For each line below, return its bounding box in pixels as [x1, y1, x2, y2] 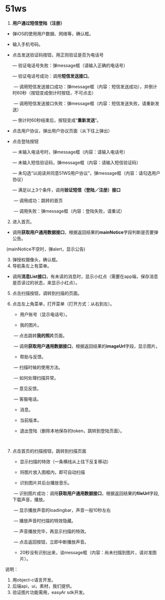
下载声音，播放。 [12, 496, 48, 502]
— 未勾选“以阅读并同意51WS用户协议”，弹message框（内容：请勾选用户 [12, 170, 161, 176]
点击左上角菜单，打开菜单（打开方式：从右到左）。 [12, 301, 115, 307]
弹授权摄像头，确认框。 [12, 256, 60, 262]
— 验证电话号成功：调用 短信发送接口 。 [12, 73, 92, 79]
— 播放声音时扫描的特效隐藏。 [13, 517, 76, 523]
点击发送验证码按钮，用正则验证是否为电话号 [12, 52, 104, 58]
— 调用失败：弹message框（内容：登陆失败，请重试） [13, 208, 125, 214]
